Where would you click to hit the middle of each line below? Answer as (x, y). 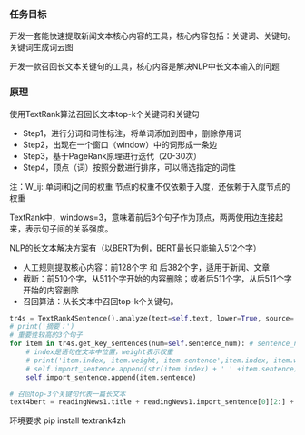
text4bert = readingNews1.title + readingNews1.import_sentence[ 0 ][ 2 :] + (152, 402)
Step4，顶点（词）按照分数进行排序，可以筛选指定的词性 (129, 167)
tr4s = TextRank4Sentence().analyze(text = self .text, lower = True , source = (152, 318)
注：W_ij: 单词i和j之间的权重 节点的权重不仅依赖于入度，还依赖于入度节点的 (150, 186)
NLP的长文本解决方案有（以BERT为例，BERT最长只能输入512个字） (135, 248)
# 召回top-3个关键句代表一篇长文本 (68, 394)
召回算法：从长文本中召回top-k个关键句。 (100, 301)
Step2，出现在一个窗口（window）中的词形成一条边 (120, 144)
